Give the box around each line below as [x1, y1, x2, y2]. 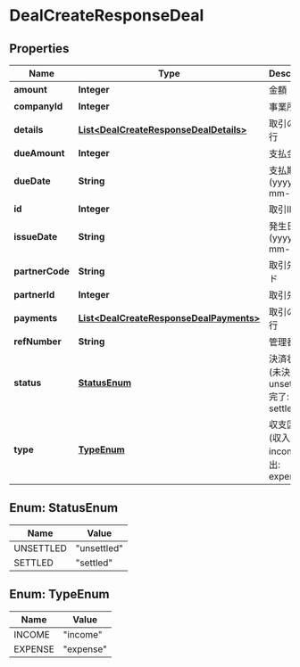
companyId [13, 100, 63, 112]
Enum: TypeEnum [9, 587, 110, 602]
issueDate [13, 231, 58, 243]
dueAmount [13, 147, 65, 159]
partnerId [13, 289, 55, 301]
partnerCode [13, 265, 70, 277]
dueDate [13, 175, 51, 187]
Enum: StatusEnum [9, 500, 119, 515]
